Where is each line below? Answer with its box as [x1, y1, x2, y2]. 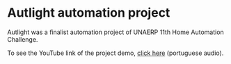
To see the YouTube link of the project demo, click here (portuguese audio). [7, 49, 224, 57]
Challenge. [7, 35, 38, 43]
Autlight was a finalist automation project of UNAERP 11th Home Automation [7, 28, 224, 36]
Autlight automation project [7, 5, 170, 21]
